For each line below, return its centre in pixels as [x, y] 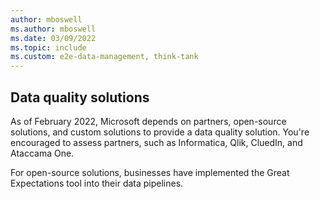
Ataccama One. [42, 153]
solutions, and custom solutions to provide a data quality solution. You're [160, 132]
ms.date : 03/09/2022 [53, 38]
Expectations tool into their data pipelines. [97, 183]
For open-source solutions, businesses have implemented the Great [150, 172]
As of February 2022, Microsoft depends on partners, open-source [148, 121]
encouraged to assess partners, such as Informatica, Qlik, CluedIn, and [156, 142]
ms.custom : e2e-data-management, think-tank [104, 57]
